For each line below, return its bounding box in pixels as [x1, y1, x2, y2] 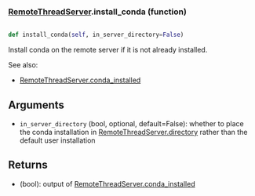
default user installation [19, 136, 96, 145]
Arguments [8, 98, 65, 111]
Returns [8, 158, 49, 172]
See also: [8, 60, 38, 70]
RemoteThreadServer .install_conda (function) [8, 6, 187, 17]
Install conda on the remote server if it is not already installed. [8, 45, 208, 55]
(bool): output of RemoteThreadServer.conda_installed [19, 179, 195, 188]
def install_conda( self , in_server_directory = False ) [8, 31, 184, 39]
